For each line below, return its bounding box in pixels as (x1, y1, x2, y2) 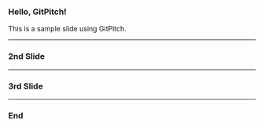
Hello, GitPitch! (8, 6, 67, 17)
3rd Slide (8, 81, 43, 92)
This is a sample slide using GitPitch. (8, 24, 127, 34)
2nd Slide (8, 51, 46, 62)
